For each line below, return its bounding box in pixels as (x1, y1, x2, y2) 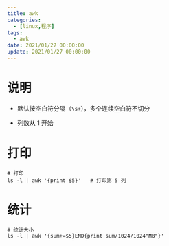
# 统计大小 (7, 226, 34, 234)
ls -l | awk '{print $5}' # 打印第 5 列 (7, 177, 126, 184)
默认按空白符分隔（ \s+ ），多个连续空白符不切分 (16, 104, 150, 112)
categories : (7, 16, 41, 23)
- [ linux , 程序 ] (13, 23, 55, 30)
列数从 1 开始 (16, 118, 54, 127)
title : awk (7, 10, 38, 17)
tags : (7, 29, 23, 36)
